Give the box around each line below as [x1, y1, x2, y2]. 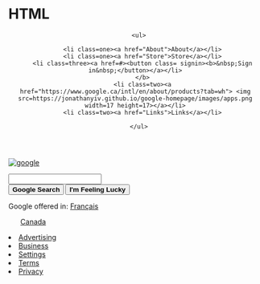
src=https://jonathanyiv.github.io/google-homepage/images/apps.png [18, 94, 253, 103]
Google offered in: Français [8, 201, 99, 211]
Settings [19, 250, 46, 259]
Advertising [19, 232, 57, 241]
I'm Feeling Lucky [69, 185, 126, 193]
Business [19, 241, 49, 250]
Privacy [19, 266, 43, 276]
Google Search [12, 185, 60, 193]
